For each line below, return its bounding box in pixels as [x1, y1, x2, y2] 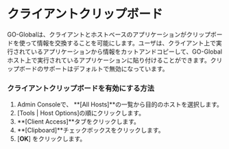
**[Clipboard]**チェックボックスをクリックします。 [16, 126, 165, 135]
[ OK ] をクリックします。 [16, 135, 86, 143]
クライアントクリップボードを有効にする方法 [7, 83, 155, 93]
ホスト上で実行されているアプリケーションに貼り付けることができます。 [7, 56, 210, 64]
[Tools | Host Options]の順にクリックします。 [16, 109, 145, 117]
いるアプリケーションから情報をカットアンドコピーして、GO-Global [30, 47, 223, 56]
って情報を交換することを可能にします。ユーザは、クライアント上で [25, 38, 217, 47]
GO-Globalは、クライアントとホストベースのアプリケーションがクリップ [7, 30, 211, 38]
